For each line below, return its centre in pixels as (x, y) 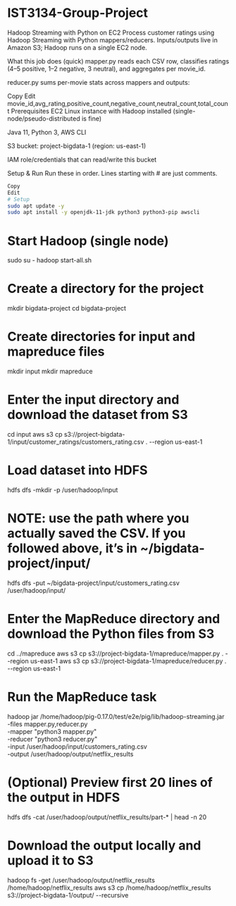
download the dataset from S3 (98, 415)
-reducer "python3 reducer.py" (52, 739)
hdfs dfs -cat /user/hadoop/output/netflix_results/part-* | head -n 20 (107, 817)
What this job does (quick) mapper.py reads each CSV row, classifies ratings (118, 61)
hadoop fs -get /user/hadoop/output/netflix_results (81, 880)
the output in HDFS (64, 797)
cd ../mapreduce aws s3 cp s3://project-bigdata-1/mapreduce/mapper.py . (116, 653)
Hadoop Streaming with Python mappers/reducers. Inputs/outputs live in (113, 40)
